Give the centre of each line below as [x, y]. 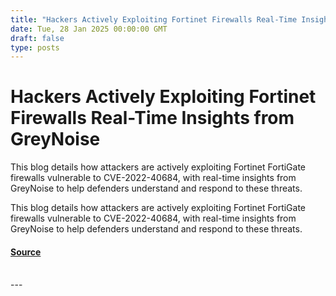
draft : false [37, 38]
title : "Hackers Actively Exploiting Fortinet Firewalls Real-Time [154, 19]
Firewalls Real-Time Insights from [152, 118]
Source [26, 252]
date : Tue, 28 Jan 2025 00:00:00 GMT [89, 29]
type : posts [35, 47]
